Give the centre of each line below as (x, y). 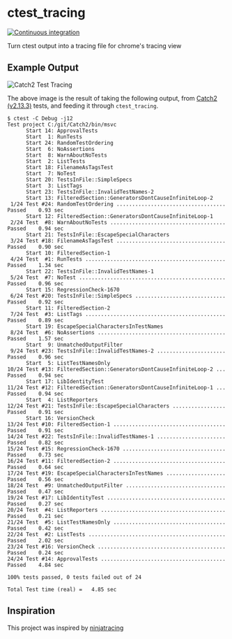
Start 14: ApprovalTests (62, 131)
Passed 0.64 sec (36, 467)
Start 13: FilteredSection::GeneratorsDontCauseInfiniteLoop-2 (119, 198)
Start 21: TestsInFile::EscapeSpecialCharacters (98, 235)
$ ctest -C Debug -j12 (40, 118)
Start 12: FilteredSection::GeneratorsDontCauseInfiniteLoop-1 (119, 216)
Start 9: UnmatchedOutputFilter (74, 345)
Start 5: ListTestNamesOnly (68, 363)
